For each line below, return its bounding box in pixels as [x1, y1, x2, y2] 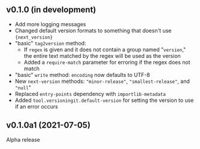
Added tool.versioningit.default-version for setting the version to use [14, 97, 194, 104]
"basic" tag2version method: [14, 39, 86, 46]
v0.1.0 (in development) [6, 5, 96, 15]
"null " [14, 83, 32, 91]
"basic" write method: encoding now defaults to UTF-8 [14, 71, 150, 78]
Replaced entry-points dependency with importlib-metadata [14, 90, 166, 97]
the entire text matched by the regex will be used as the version [23, 52, 181, 59]
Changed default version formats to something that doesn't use [14, 27, 172, 34]
